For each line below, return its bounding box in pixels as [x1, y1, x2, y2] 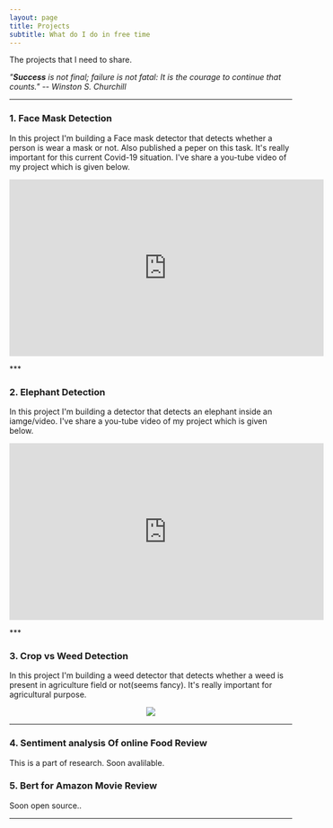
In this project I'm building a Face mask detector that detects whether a [9, 132, 273, 144]
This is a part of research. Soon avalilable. [9, 757, 165, 768]
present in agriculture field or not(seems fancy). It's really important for [9, 680, 273, 691]
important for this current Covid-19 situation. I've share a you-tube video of [9, 152, 287, 163]
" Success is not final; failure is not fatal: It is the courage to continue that [9, 72, 282, 83]
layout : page [9, 13, 58, 22]
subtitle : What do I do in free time [9, 30, 151, 39]
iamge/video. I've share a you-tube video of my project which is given [9, 415, 267, 427]
